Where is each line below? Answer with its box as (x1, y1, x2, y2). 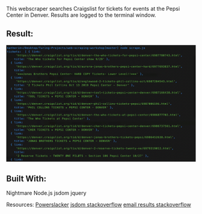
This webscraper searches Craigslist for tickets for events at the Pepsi (6, 5, 180, 12)
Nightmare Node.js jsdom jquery (6, 189, 87, 197)
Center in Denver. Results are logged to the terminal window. (6, 11, 156, 19)
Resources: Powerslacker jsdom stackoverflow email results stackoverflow (6, 201, 191, 209)
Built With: (6, 173, 47, 183)
